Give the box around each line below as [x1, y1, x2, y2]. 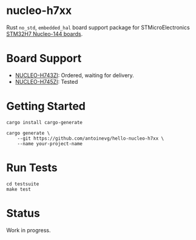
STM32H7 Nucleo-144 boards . [6, 30, 83, 37]
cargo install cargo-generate [6, 119, 83, 125]
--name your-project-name [17, 140, 83, 146]
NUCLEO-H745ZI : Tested [15, 78, 78, 85]
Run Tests [6, 161, 58, 174]
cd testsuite [6, 180, 39, 187]
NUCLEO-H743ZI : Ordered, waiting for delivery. [15, 71, 135, 79]
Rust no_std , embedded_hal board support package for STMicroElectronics [6, 24, 190, 31]
